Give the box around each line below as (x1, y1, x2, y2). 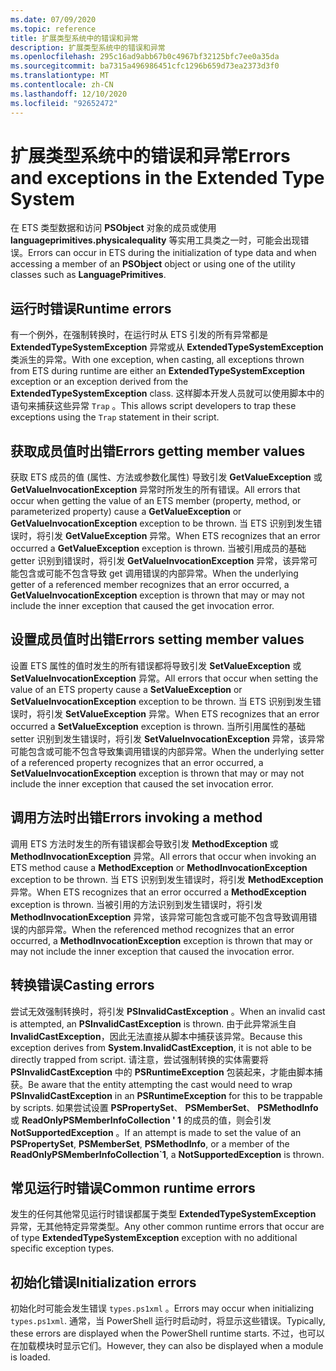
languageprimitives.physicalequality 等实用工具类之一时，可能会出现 (10, 234, 301, 246)
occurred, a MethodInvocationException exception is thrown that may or (10, 934, 313, 946)
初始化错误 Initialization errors (10, 1274, 197, 1291)
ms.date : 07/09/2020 (10, 14, 97, 25)
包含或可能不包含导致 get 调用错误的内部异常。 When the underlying (18, 567, 299, 580)
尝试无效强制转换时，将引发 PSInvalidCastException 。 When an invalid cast (10, 1005, 326, 1017)
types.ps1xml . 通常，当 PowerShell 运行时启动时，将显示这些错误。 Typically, (10, 1315, 326, 1327)
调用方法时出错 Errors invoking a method (10, 809, 263, 826)
